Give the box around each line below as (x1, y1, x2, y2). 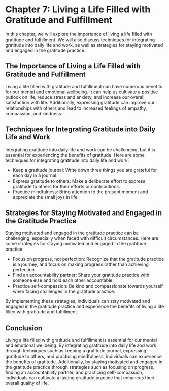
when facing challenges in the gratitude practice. (12, 288, 115, 295)
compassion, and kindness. (5, 110, 62, 116)
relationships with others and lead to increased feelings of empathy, (5, 105, 147, 111)
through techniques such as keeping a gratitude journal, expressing (5, 348, 147, 354)
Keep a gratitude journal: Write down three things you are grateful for (12, 167, 157, 173)
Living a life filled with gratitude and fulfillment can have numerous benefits (5, 83, 163, 89)
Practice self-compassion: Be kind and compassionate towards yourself (12, 283, 163, 289)
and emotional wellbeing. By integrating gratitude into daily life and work (5, 342, 156, 348)
